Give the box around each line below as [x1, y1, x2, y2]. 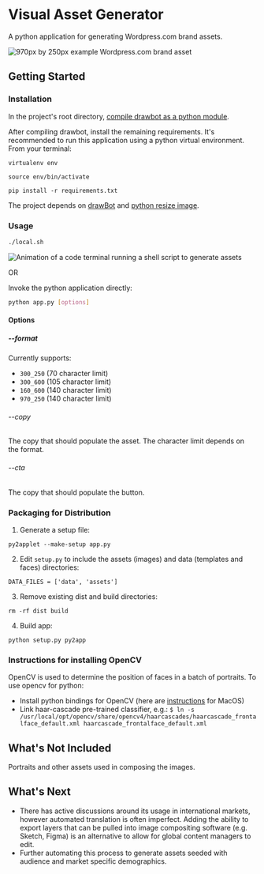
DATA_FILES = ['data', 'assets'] [8, 578, 118, 586]
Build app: [19, 620, 53, 630]
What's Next [8, 785, 71, 799]
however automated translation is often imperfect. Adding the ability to [19, 814, 249, 823]
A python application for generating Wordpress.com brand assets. [8, 32, 223, 41]
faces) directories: [19, 563, 80, 572]
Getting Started [8, 70, 86, 84]
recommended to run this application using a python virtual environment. [8, 135, 245, 145]
